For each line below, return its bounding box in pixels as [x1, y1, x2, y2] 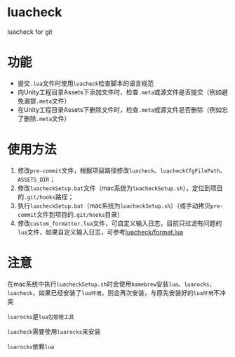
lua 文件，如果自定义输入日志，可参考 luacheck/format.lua [17, 227, 184, 236]
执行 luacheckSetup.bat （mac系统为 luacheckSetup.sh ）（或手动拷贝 [17, 201, 211, 210]
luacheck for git [7, 27, 53, 36]
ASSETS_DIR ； [17, 175, 56, 183]
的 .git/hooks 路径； [17, 192, 74, 201]
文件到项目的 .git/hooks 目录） [36, 210, 124, 218]
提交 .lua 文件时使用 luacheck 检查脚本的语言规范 [17, 79, 154, 87]
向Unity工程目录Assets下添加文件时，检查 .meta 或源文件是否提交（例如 [17, 87, 222, 96]
